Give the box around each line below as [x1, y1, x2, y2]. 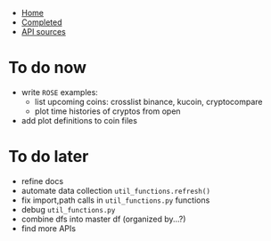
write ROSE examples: [21, 86, 99, 97]
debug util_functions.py [21, 204, 116, 214]
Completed [21, 17, 62, 28]
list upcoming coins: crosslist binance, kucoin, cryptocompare [34, 96, 263, 107]
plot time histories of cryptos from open [34, 106, 181, 116]
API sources [21, 27, 66, 36]
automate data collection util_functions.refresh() [21, 185, 211, 196]
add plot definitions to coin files [21, 115, 137, 125]
